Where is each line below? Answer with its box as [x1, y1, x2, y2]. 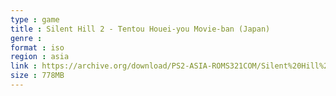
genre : [10, 33, 43, 43]
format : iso [10, 42, 65, 53]
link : [10, 61, 38, 71]
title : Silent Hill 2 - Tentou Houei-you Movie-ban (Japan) [10, 24, 271, 34]
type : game [10, 14, 60, 25]
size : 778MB [10, 71, 65, 81]
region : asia [10, 52, 70, 62]
